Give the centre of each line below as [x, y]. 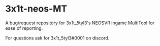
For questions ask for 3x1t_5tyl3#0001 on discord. [57, 38]
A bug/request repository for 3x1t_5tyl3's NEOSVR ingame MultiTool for [80, 23]
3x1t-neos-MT [36, 9]
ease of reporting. [24, 28]
